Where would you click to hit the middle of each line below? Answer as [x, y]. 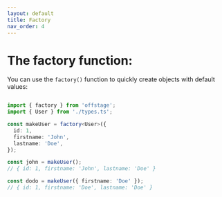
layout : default [30, 13]
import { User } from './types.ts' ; [60, 112]
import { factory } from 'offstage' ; [62, 105]
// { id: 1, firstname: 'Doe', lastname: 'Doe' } [80, 188]
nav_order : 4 [26, 26]
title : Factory [29, 20]
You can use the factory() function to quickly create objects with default [111, 79]
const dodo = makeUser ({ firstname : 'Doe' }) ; [75, 181]
